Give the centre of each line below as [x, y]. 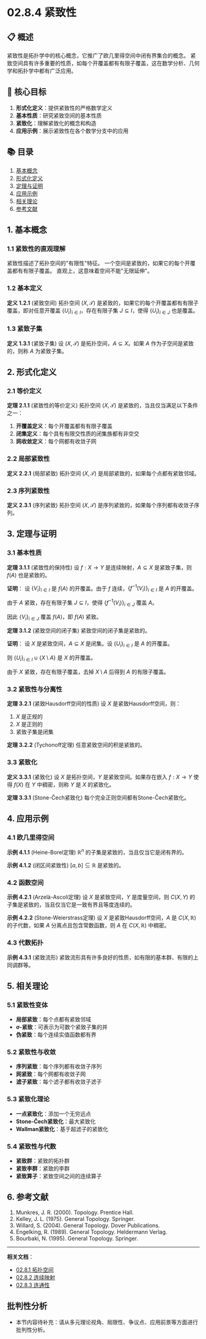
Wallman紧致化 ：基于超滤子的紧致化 [62, 1129]
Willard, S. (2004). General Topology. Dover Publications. [88, 1225]
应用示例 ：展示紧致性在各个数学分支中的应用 [72, 131]
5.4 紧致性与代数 [32, 1146]
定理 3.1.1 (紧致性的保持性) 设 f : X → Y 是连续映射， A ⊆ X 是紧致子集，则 [99, 567]
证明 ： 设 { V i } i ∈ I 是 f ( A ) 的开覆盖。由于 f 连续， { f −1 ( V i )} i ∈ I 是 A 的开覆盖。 [102, 588]
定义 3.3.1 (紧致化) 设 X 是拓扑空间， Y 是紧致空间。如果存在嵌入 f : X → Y [99, 777]
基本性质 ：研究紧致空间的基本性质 [59, 115]
